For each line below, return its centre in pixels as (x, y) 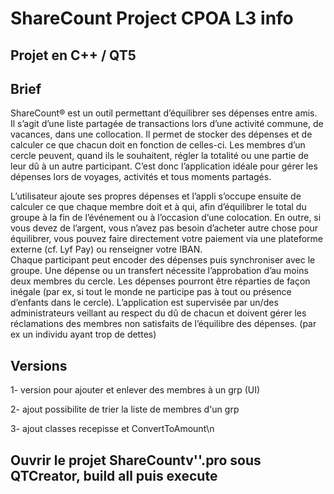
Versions (39, 365)
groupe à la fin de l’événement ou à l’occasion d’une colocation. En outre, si (166, 218)
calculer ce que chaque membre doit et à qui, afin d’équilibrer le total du (158, 207)
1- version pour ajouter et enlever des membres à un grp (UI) (135, 390)
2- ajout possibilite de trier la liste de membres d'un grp (125, 409)
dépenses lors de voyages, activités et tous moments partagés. (141, 177)
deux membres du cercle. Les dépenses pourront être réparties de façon (160, 281)
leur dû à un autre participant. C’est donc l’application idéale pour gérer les (164, 166)
